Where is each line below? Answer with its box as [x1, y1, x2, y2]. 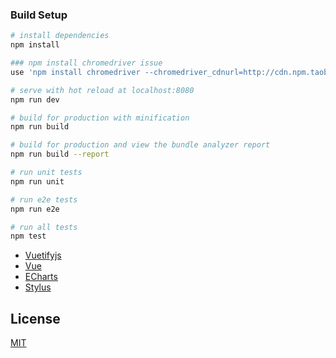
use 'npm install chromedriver [10, 67, 141, 77]
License [10, 310, 61, 327]
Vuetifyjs [24, 249, 62, 262]
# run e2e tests [10, 194, 78, 205]
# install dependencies [10, 31, 110, 41]
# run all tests [10, 222, 78, 232]
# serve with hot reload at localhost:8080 [10, 85, 195, 95]
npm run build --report [10, 149, 110, 160]
